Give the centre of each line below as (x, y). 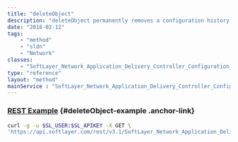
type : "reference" (34, 73)
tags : (15, 34)
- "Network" (38, 54)
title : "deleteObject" (41, 14)
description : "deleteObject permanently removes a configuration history (119, 20)
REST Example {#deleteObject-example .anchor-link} (101, 111)
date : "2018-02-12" (36, 27)
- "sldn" (33, 47)
